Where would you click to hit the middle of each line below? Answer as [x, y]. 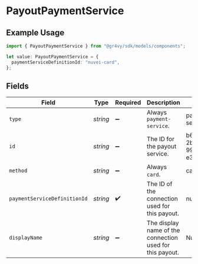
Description [164, 103]
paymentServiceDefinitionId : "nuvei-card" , [65, 62]
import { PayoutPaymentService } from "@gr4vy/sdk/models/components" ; [96, 46]
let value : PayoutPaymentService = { [52, 57]
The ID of [159, 184]
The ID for [161, 139]
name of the [163, 230]
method [18, 171]
